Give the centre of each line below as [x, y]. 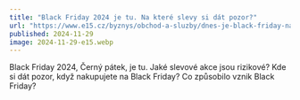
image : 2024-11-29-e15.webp [62, 42]
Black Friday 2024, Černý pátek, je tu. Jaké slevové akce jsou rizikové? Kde [148, 67]
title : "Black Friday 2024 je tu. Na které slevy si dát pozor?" [133, 17]
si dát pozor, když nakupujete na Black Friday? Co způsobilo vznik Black [142, 77]
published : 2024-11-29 [51, 34]
